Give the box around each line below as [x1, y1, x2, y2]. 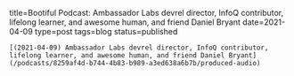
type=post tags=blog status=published [34, 27, 178, 36]
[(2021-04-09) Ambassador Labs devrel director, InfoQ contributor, [9, 43, 269, 52]
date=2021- [241, 17, 286, 27]
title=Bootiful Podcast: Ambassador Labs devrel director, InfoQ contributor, [9, 8, 284, 18]
